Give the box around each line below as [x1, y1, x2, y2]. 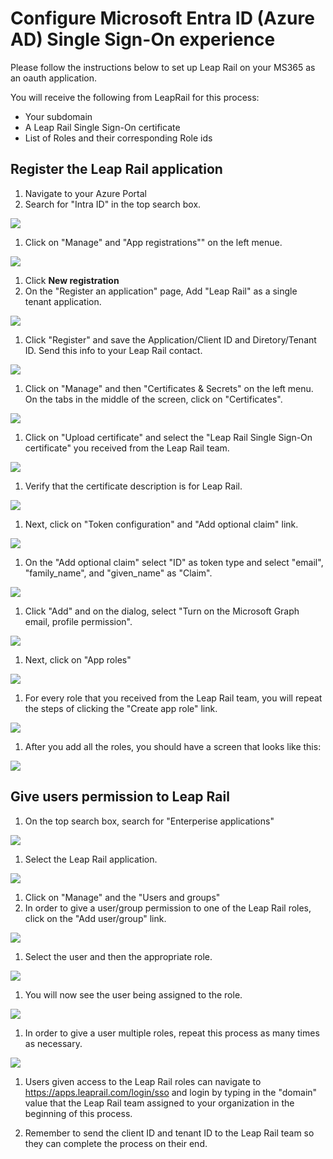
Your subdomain [24, 110, 93, 122]
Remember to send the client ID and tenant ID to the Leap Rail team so [24, 1127, 315, 1139]
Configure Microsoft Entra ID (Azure [10, 7, 315, 30]
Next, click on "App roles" [24, 653, 132, 666]
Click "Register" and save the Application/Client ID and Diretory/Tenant [24, 333, 317, 346]
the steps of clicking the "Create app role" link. [24, 702, 218, 714]
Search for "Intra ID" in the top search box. [24, 198, 202, 210]
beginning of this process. [24, 1107, 133, 1119]
